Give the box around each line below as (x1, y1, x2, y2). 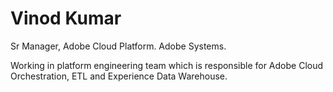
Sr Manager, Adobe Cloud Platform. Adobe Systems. (10, 40, 227, 52)
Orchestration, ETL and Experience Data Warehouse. (10, 70, 228, 82)
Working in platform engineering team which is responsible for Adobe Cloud (10, 59, 324, 71)
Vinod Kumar (10, 7, 122, 30)
